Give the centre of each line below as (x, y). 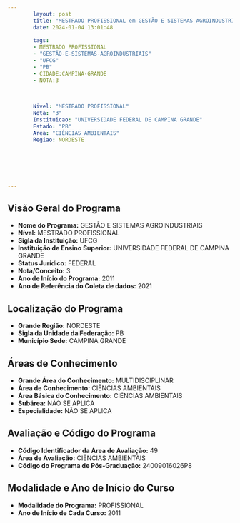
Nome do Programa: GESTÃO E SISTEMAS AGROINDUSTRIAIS (110, 225)
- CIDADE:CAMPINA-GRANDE (70, 73)
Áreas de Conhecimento (62, 364)
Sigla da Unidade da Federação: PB (71, 333)
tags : (41, 41)
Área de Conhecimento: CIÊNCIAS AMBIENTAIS (89, 388)
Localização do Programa (65, 309)
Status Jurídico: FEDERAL (57, 263)
